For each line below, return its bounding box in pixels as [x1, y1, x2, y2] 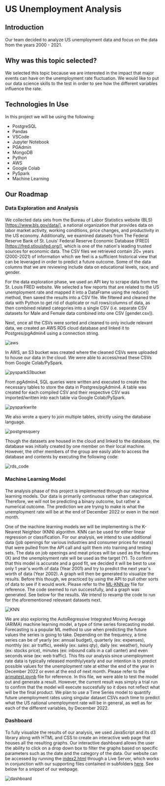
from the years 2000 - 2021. [5, 42, 62, 48]
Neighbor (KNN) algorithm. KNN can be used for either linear [22, 529, 146, 535]
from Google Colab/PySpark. [5, 360, 64, 366]
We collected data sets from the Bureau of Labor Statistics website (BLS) [5, 217, 153, 223]
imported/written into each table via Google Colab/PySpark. [5, 395, 126, 401]
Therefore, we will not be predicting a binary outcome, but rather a [5, 498, 140, 504]
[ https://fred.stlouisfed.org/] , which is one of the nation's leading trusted [5, 243, 152, 249]
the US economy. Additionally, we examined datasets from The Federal [5, 233, 149, 239]
